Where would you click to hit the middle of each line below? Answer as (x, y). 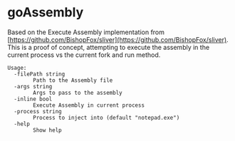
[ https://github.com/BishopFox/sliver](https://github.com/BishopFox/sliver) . (118, 39)
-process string (38, 111)
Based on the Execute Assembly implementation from (86, 32)
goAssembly (46, 12)
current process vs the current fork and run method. (84, 55)
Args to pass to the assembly (78, 93)
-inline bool (33, 99)
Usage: (17, 68)
